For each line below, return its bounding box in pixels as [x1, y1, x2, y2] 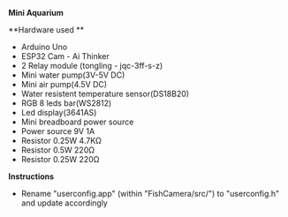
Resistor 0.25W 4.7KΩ [20, 136, 102, 146]
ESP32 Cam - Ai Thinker [20, 51, 110, 61]
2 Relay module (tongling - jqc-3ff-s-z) [20, 61, 163, 71]
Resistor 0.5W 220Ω [20, 145, 95, 155]
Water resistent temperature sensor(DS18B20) [20, 88, 190, 99]
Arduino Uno [20, 41, 68, 52]
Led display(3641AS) [20, 108, 97, 117]
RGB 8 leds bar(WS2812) [20, 98, 112, 108]
